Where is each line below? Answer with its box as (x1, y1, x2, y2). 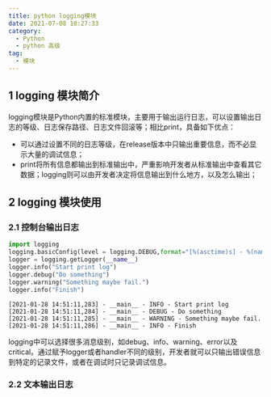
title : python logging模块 (8, 11, 97, 20)
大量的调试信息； (27, 149, 85, 158)
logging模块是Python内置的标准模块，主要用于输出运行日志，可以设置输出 (8, 112, 255, 121)
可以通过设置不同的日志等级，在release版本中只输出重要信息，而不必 (19, 139, 250, 149)
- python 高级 (15, 42, 60, 50)
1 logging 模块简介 (8, 89, 100, 103)
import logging (8, 240, 60, 249)
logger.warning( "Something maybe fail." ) (8, 278, 150, 286)
